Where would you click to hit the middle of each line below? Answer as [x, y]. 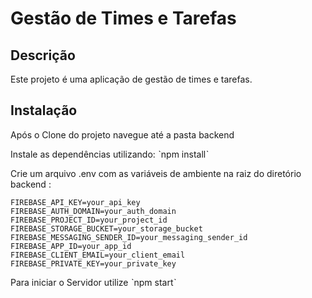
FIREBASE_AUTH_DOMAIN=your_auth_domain [93, 211]
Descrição [43, 55]
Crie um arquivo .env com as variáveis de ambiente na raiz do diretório [156, 173]
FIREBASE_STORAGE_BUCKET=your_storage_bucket [106, 228]
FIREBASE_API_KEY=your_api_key [75, 202]
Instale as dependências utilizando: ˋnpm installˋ [110, 154]
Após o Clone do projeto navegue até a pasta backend [122, 134]
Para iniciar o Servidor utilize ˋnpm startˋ [93, 282]
